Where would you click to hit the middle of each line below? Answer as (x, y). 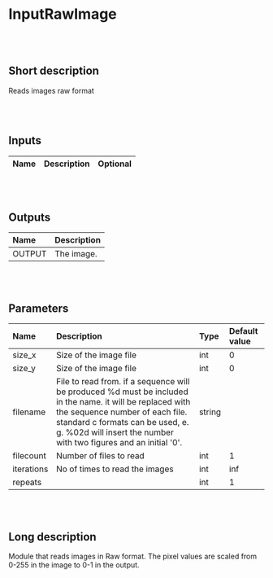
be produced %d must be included (122, 392)
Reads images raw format (52, 90)
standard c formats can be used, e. (122, 423)
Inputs (25, 140)
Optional (115, 164)
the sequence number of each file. (121, 412)
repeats (27, 483)
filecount (29, 456)
